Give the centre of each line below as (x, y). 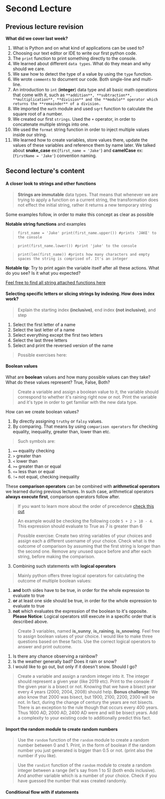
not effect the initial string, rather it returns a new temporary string (84, 205)
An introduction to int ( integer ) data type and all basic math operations (85, 90)
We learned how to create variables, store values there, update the (80, 140)
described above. (30, 622)
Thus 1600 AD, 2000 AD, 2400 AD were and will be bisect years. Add (88, 713)
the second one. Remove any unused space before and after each (84, 551)
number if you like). (37, 756)
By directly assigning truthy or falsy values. (57, 421)
